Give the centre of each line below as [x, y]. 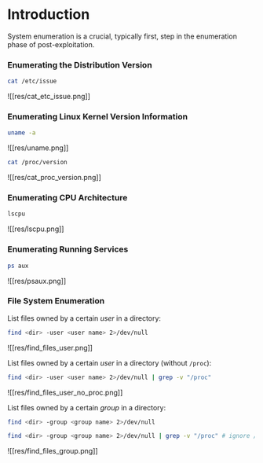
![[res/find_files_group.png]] [53, 451]
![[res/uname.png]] [38, 148]
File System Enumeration [56, 301]
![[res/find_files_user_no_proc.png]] [65, 392]
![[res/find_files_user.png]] [50, 347]
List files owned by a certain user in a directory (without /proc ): [110, 362]
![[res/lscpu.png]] [36, 229]
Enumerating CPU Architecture [68, 198]
